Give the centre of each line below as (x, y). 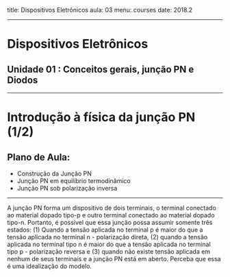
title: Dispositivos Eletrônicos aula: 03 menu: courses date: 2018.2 (100, 10)
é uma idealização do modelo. (50, 266)
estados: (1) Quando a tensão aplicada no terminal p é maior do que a (105, 230)
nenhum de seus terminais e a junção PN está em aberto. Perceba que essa (114, 259)
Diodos (23, 80)
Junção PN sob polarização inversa (67, 188)
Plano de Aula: (39, 157)
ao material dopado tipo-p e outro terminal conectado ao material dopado (111, 215)
